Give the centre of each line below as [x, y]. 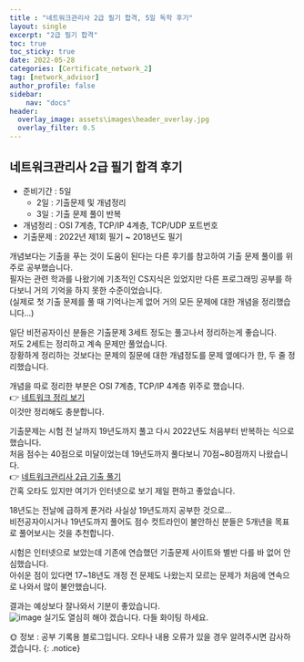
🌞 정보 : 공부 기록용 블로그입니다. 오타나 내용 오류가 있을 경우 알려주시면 [138, 636]
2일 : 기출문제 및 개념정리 [81, 202]
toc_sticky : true [42, 52]
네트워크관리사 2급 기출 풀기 [71, 476]
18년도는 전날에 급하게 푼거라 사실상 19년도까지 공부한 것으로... [121, 510]
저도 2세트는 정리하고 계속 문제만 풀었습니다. [88, 344]
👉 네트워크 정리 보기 [47, 397]
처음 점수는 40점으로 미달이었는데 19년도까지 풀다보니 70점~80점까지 [133, 453]
